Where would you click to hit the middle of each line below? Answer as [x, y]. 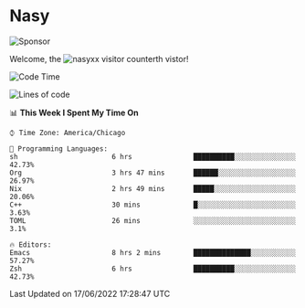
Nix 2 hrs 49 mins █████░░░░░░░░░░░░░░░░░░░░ [153, 188]
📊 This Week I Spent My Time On [74, 112]
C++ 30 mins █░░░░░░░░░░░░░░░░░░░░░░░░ [153, 205]
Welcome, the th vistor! [99, 58]
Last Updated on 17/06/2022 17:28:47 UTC [90, 293]
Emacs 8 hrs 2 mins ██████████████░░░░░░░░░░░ [153, 252]
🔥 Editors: [31, 244]
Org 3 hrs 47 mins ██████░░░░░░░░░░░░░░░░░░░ [153, 173]
